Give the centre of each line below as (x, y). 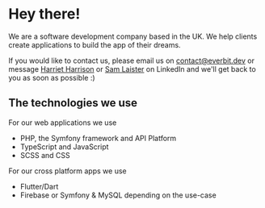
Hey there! (44, 14)
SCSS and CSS (45, 155)
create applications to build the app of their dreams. (95, 44)
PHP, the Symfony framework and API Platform (98, 138)
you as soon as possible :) (52, 77)
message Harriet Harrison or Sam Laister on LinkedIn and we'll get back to (132, 69)
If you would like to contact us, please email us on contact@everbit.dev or (131, 60)
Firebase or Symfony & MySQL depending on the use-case (118, 195)
